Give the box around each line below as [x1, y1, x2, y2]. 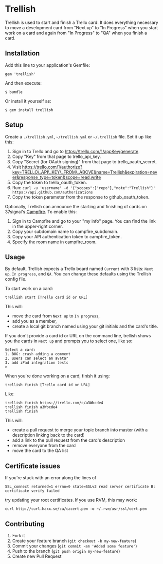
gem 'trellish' [5, 72, 36, 77]
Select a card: [5, 348, 36, 352]
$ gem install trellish [5, 107, 54, 113]
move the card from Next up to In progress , [12, 313, 100, 319]
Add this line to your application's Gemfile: [5, 62, 90, 68]
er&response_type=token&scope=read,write [12, 174, 101, 180]
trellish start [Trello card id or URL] [5, 295, 89, 300]
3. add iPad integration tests [5, 360, 69, 365]
